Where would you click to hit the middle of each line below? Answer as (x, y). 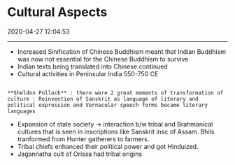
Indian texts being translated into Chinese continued (92, 66)
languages (22, 111)
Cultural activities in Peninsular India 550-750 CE (88, 73)
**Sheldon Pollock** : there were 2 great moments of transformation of (115, 93)
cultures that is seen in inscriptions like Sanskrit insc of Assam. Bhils (116, 131)
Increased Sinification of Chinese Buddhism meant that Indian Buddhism (121, 51)
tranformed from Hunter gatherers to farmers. (83, 139)
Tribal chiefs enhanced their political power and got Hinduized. (108, 146)
